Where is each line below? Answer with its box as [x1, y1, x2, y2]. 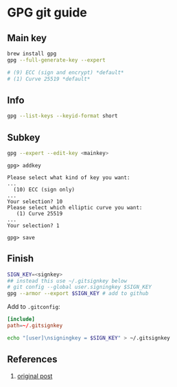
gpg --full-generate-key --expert [7, 56, 106, 63]
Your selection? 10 [7, 198, 63, 205]
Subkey [7, 132, 40, 143]
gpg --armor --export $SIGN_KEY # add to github [7, 290, 149, 297]
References [7, 353, 58, 365]
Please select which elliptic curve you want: [7, 204, 143, 211]
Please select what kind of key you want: [7, 174, 130, 181]
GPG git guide [7, 5, 88, 21]
